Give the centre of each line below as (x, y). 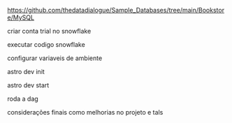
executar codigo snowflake (46, 44)
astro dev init (26, 72)
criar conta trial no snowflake (49, 31)
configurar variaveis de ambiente (55, 58)
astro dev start (28, 85)
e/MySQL (21, 17)
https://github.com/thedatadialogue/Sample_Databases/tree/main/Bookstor (116, 10)
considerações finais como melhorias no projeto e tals (85, 112)
